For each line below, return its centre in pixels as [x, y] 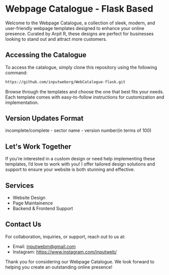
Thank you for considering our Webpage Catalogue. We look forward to [80, 261]
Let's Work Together [38, 146]
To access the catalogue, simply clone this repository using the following [81, 67]
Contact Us [23, 225]
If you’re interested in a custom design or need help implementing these [80, 159]
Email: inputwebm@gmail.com [44, 246]
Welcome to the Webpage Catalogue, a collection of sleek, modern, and [80, 23]
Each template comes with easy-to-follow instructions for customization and [85, 97]
